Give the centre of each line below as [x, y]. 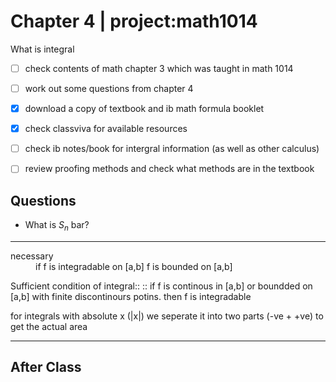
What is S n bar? [57, 226]
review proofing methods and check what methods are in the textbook [169, 169]
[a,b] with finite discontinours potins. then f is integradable [131, 296]
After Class [46, 367]
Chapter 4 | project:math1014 [134, 21]
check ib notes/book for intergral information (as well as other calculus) [172, 149]
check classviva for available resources [106, 129]
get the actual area [49, 326]
